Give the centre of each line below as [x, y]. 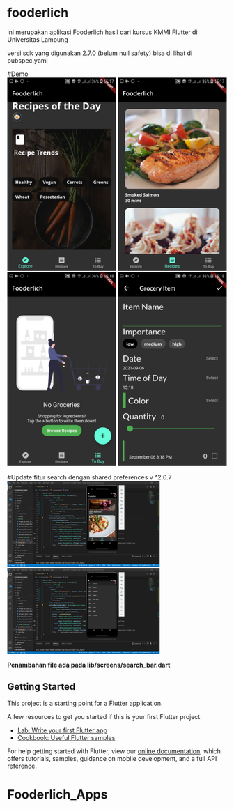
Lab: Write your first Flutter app [62, 730]
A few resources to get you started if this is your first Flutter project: [104, 717]
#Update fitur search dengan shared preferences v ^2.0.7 [89, 477]
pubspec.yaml [28, 60]
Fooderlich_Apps [57, 794]
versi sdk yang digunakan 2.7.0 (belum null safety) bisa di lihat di [100, 53]
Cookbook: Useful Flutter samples [66, 738]
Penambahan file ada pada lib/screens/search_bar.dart [89, 665]
